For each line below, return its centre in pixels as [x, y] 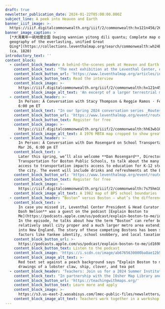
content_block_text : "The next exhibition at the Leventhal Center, [85, 70]
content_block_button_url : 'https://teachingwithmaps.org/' [77, 280]
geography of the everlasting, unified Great [57, 42]
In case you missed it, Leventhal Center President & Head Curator [89, 207]
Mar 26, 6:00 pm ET [38, 148]
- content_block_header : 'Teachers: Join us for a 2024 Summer [75, 271]
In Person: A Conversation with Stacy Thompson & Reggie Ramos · [86, 102]
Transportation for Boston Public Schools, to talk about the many [89, 161]
